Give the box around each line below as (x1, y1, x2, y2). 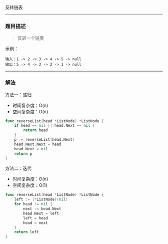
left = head (23, 215, 48, 220)
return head (23, 128, 48, 133)
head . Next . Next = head (14, 142, 61, 147)
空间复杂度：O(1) (12, 182, 47, 188)
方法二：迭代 (5, 165, 31, 171)
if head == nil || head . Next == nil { (14, 123, 95, 128)
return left (14, 229, 39, 234)
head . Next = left (23, 211, 59, 216)
